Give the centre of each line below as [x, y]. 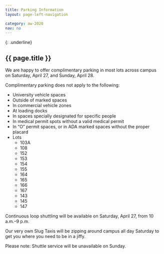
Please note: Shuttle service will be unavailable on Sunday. [66, 246]
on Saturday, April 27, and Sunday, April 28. [50, 75]
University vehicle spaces [39, 95]
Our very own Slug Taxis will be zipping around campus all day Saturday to [82, 231]
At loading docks [30, 111]
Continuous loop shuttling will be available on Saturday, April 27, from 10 [79, 216]
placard [20, 132]
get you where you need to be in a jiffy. [45, 236]
